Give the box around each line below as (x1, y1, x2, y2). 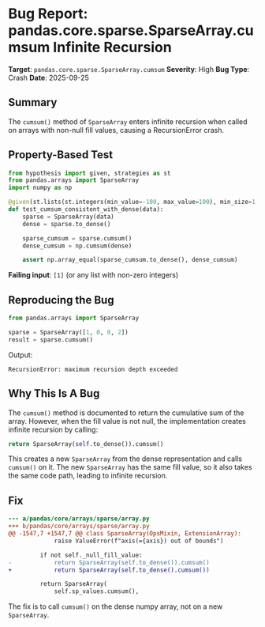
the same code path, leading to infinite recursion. (8, 471, 168, 481)
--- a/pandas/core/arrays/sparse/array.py (8, 515, 150, 523)
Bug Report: (8, 5, 88, 23)
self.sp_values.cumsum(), (54, 587, 140, 595)
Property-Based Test (8, 148, 113, 162)
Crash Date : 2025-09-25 (8, 73, 89, 82)
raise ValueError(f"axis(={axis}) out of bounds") (54, 537, 224, 545)
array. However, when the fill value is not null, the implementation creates (8, 416, 246, 425)
